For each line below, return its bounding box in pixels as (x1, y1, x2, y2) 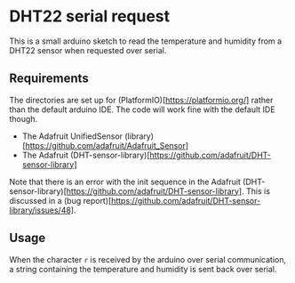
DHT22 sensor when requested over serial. (9, 44, 167, 55)
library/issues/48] (9, 205, 74, 215)
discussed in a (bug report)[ (9, 195, 112, 206)
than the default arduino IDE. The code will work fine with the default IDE (9, 104, 275, 115)
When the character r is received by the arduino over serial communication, (9, 254, 287, 264)
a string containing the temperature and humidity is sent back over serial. (9, 263, 277, 274)
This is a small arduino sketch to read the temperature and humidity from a (9, 36, 283, 46)
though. (9, 113, 38, 124)
